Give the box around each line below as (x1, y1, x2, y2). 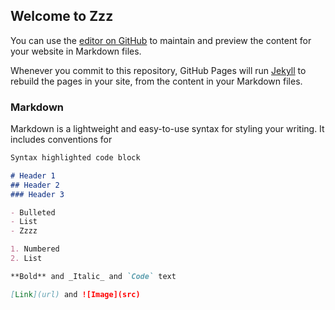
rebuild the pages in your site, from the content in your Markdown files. (10, 75, 303, 87)
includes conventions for (10, 134, 113, 146)
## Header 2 (10, 180, 60, 190)
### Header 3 (10, 189, 65, 199)
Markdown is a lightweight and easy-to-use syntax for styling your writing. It (10, 123, 325, 135)
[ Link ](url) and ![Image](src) (10, 289, 141, 299)
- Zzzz (10, 226, 38, 236)
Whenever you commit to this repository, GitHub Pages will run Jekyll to (10, 64, 307, 76)
